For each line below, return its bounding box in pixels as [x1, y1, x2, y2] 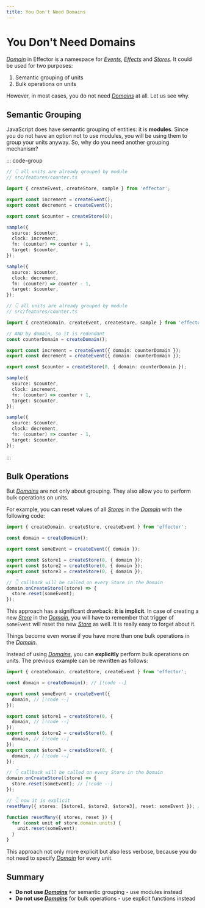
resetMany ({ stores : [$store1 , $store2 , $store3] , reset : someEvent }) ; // [6, 803, 203, 809]
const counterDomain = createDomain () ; [6, 336, 108, 342]
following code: [6, 512, 45, 520]
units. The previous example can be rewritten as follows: [6, 657, 148, 665]
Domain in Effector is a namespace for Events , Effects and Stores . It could [6, 55, 192, 63]
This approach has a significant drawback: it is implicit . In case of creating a [6, 607, 199, 615]
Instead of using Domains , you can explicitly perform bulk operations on [6, 651, 189, 658]
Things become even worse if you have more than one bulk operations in [6, 632, 190, 640]
